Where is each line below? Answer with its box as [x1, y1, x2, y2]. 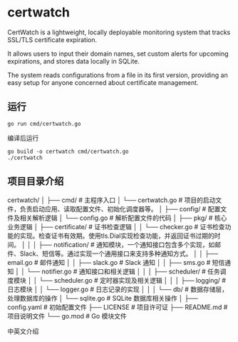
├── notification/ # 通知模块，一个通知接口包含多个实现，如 [38, 240, 215, 248]
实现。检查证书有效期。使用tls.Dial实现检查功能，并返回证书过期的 [19, 231, 215, 240]
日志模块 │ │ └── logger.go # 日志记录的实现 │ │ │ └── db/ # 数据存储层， [7, 285, 228, 293]
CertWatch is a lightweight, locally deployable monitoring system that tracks [7, 28, 231, 36]
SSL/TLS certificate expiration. [7, 35, 98, 44]
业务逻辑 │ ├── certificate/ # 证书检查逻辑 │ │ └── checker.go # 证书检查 [7, 222, 226, 231]
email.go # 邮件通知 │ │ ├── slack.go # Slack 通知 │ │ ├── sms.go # [7, 258, 211, 266]
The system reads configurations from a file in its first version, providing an [7, 71, 228, 79]
